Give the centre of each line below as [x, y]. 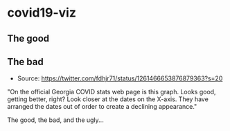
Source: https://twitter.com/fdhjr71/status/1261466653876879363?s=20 [120, 78]
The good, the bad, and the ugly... [55, 120]
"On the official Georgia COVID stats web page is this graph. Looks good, [112, 92]
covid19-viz [42, 13]
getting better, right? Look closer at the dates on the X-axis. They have [108, 99]
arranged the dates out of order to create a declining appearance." [102, 107]
